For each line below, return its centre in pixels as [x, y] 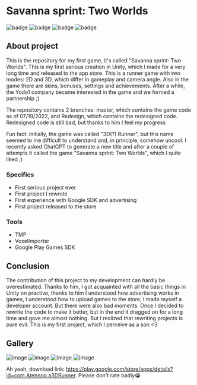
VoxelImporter [32, 241]
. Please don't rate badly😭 [108, 375]
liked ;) [15, 159]
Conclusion [28, 266]
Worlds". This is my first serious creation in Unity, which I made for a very [96, 67]
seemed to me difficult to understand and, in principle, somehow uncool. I [96, 140]
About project [32, 46]
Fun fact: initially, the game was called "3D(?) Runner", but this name [90, 134]
